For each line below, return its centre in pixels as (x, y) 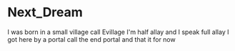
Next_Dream (45, 12)
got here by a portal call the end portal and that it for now (92, 39)
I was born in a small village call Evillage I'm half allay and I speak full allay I (118, 32)
